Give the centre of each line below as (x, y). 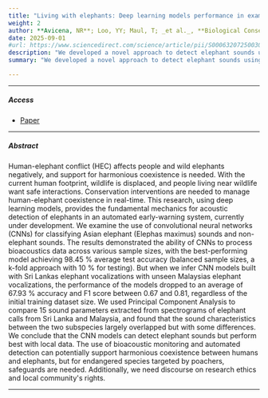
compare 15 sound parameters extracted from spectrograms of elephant (127, 310)
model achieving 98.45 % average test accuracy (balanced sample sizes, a (132, 259)
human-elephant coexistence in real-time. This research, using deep (121, 199)
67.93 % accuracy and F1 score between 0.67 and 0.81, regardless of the (128, 293)
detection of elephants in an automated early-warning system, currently (126, 217)
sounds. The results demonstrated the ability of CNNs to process (146, 242)
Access (21, 100)
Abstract (23, 146)
